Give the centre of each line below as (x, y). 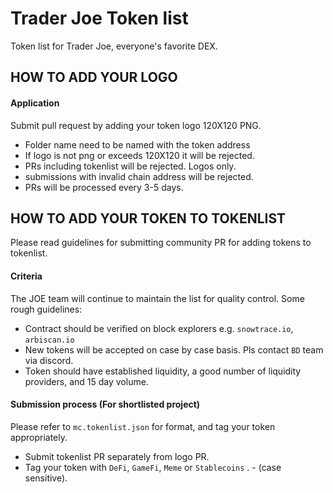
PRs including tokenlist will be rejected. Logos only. (130, 166)
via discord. (49, 360)
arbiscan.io (49, 340)
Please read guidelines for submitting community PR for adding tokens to (161, 243)
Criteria (26, 276)
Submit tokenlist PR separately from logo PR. (117, 456)
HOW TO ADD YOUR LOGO (94, 77)
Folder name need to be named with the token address (137, 144)
